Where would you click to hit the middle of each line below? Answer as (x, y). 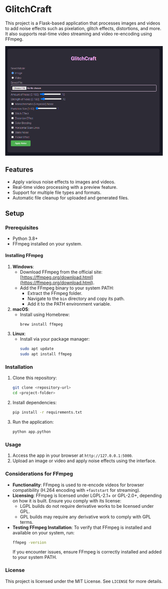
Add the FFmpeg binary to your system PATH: (67, 288)
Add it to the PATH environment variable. (69, 304)
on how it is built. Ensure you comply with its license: (67, 501)
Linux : (19, 334)
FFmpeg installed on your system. (47, 244)
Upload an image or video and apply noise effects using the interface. (84, 461)
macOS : (21, 309)
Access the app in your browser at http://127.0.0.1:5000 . (73, 456)
